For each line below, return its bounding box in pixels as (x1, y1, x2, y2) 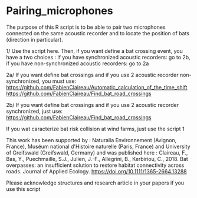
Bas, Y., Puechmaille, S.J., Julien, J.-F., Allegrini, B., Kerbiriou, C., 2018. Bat (6, 155, 189, 162)
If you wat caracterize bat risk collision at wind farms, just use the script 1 (6, 125, 185, 132)
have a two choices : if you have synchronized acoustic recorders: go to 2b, (6, 53, 191, 61)
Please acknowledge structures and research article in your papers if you (6, 179, 185, 186)
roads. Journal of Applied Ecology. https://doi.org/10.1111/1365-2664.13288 (6, 167, 187, 174)
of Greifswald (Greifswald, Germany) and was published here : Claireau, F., (6, 149, 188, 156)
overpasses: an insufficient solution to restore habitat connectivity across (6, 162, 185, 169)
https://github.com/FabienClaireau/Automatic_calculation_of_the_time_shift (6, 83, 188, 90)
